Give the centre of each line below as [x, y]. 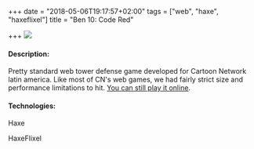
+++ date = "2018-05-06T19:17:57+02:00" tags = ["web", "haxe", [114, 11]
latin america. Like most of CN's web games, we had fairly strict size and [126, 80]
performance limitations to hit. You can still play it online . [99, 88]
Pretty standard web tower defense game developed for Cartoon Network [127, 71]
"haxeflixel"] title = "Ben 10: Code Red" [71, 20]
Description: [29, 53]
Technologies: [32, 106]
